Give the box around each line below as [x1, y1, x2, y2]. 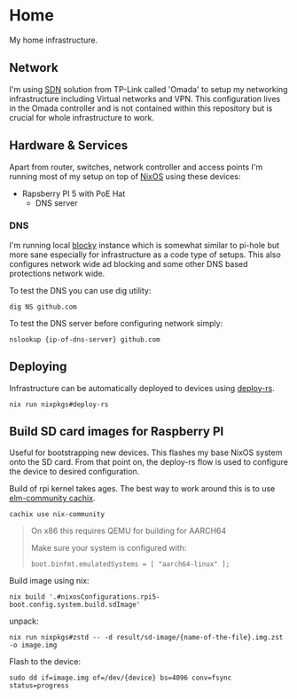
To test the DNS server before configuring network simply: [9, 318, 223, 328]
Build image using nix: [9, 576, 90, 586]
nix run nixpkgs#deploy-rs [9, 400, 109, 409]
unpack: [9, 616, 39, 626]
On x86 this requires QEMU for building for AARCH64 [30, 525, 227, 537]
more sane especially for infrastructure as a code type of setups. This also [9, 249, 281, 260]
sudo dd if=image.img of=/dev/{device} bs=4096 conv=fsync [9, 673, 232, 683]
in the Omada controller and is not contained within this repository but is [9, 103, 273, 114]
